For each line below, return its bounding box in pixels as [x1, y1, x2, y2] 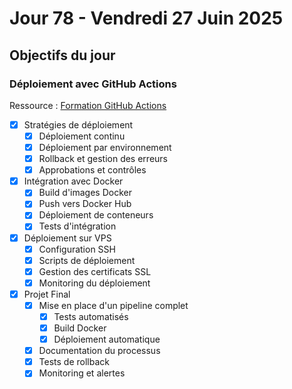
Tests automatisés [53, 310, 129, 322]
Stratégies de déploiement [23, 118, 134, 131]
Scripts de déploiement [38, 254, 136, 266]
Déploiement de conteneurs [38, 209, 154, 221]
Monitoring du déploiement [38, 277, 151, 289]
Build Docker [53, 322, 107, 334]
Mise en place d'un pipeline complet [38, 299, 189, 311]
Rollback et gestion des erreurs [38, 153, 168, 165]
